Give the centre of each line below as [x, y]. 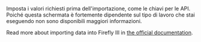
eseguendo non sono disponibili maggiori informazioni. [74, 21]
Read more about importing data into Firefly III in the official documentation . [100, 33]
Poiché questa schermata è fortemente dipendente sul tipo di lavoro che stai [100, 15]
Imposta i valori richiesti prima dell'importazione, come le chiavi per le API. [98, 9]
